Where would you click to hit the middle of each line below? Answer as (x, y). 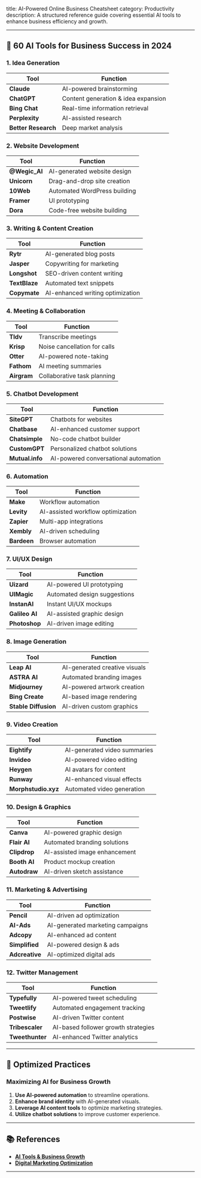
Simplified (24, 944)
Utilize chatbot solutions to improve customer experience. (87, 1114)
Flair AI (19, 842)
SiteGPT (21, 419)
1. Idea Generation (33, 63)
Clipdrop (22, 852)
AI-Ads (20, 925)
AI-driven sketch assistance (84, 872)
